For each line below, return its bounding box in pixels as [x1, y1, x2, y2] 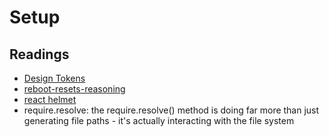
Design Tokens [23, 72, 86, 84]
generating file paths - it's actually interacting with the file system [23, 115, 295, 126]
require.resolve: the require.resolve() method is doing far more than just [23, 104, 320, 116]
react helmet [23, 94, 77, 105]
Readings [9, 46, 70, 63]
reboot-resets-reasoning [23, 83, 126, 95]
